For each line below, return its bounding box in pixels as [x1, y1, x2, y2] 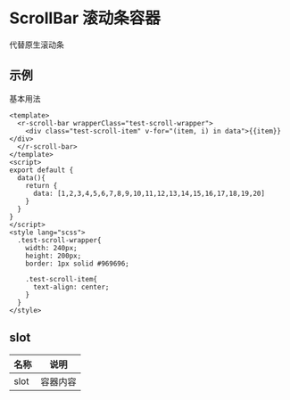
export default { [9, 166, 74, 175]
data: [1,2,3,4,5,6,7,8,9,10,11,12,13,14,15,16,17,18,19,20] [32, 189, 266, 198]
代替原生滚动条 [9, 39, 64, 50]
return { [25, 181, 58, 190]
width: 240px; [25, 243, 78, 252]
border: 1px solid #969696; [25, 259, 129, 268]
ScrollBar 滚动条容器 [9, 8, 161, 29]
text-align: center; [32, 282, 110, 291]
